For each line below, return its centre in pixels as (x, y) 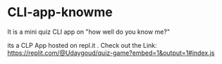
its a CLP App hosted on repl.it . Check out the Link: (82, 45)
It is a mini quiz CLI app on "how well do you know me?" (89, 32)
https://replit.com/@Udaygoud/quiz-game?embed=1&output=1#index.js (111, 53)
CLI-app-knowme (60, 12)
